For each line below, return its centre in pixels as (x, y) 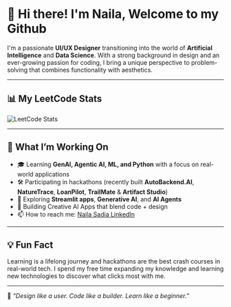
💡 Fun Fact (30, 245)
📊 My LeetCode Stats (55, 99)
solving (18, 70)
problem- (205, 62)
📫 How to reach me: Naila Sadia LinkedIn (76, 214)
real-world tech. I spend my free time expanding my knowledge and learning (115, 269)
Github (27, 29)
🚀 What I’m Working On (58, 147)
